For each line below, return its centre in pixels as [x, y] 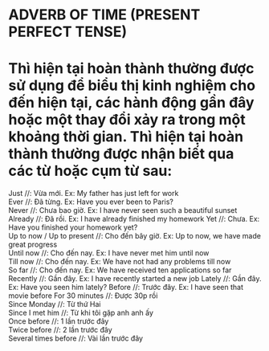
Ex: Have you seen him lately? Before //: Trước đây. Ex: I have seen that [126, 288]
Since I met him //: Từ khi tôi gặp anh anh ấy [81, 313]
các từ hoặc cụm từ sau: [90, 171]
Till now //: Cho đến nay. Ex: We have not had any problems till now [120, 262]
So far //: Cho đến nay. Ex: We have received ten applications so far [120, 270]
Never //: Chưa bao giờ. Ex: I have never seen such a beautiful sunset [123, 210]
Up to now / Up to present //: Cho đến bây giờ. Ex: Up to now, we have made [134, 236]
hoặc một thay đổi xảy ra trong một [127, 120]
